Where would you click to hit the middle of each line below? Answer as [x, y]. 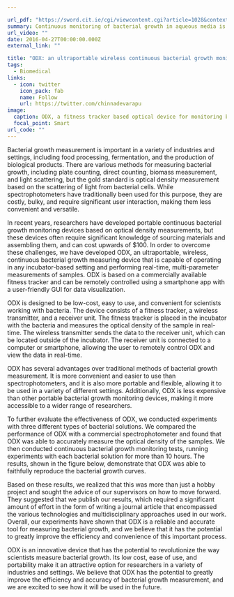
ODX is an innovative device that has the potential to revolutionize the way [114, 550]
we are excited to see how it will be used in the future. [85, 587]
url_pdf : [20, 20]
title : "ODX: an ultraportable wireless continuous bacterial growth [110, 59]
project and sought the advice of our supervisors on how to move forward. [114, 492]
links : [17, 78]
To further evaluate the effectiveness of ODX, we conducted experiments [112, 419]
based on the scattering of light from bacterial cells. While [91, 186]
